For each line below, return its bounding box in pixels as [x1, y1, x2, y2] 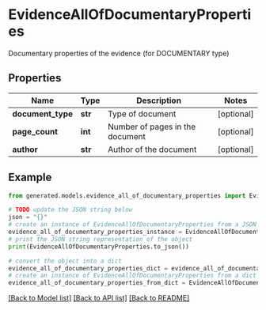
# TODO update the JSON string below [8, 206, 133, 214]
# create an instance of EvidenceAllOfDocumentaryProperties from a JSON [8, 221, 257, 229]
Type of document [108, 108, 177, 119]
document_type [12, 108, 74, 119]
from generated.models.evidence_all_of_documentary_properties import [8, 191, 246, 199]
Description [135, 95, 182, 106]
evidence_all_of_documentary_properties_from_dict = [8, 279, 186, 287]
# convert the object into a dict [8, 257, 123, 265]
